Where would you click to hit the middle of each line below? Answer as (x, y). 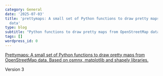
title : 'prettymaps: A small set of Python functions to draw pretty (77, 18)
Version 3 (15, 69)
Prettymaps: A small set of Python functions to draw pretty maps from (75, 55)
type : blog (16, 28)
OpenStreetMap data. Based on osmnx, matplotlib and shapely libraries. (77, 60)
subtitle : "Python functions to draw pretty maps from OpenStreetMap (77, 32)
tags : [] (14, 37)
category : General (24, 9)
